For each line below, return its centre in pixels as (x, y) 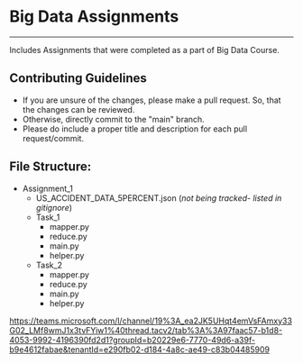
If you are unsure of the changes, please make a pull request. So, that (151, 100)
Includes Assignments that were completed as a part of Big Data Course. (144, 50)
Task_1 (48, 217)
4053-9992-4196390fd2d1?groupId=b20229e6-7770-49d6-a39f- (132, 340)
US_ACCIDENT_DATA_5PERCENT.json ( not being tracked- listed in (159, 198)
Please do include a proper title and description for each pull (135, 129)
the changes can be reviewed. (78, 109)
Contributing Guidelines (78, 78)
